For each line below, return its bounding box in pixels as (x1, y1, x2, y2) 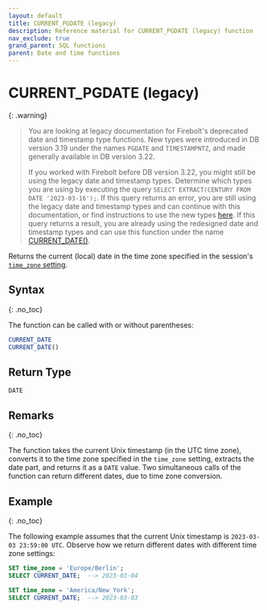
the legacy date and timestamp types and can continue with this (27, 201, 241, 211)
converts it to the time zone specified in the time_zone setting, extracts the (8, 454, 255, 464)
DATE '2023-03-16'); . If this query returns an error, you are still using (27, 192, 257, 202)
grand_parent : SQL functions (8, 42, 106, 50)
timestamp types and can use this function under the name (27, 227, 224, 237)
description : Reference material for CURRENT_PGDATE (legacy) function (8, 27, 253, 35)
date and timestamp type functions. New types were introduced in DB (27, 134, 260, 144)
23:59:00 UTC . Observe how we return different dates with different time (18, 540, 257, 550)
